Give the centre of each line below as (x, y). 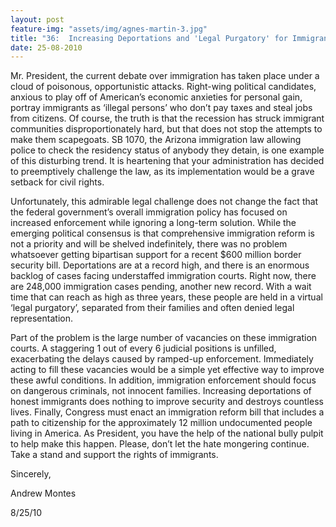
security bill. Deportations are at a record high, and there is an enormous (160, 265)
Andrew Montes (43, 493)
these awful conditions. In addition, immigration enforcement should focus (163, 380)
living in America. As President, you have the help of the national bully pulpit (167, 433)
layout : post (37, 19)
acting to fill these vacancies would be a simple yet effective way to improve (167, 370)
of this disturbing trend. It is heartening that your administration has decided (167, 161)
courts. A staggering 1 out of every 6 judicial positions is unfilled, (143, 348)
